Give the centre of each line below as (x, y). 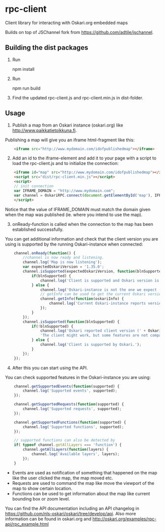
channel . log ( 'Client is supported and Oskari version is (100, 281)
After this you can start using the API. (50, 368)
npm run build (26, 88)
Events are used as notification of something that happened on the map (84, 472)
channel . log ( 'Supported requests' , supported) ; (72, 409)
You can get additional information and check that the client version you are (82, 239)
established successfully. (38, 229)
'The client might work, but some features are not (94, 336)
